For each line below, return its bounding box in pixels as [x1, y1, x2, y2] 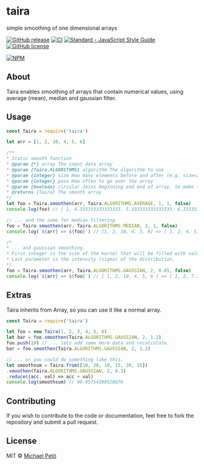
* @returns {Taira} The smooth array [6, 189, 102, 195]
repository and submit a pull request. [6, 418, 98, 426]
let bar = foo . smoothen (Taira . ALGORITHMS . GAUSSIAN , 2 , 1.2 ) [6, 335, 162, 341]
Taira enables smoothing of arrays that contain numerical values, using [6, 88, 184, 95]
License [6, 436, 37, 446]
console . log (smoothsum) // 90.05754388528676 [6, 379, 123, 386]
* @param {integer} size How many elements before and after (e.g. [6, 172, 181, 178]
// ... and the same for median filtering [6, 217, 115, 223]
